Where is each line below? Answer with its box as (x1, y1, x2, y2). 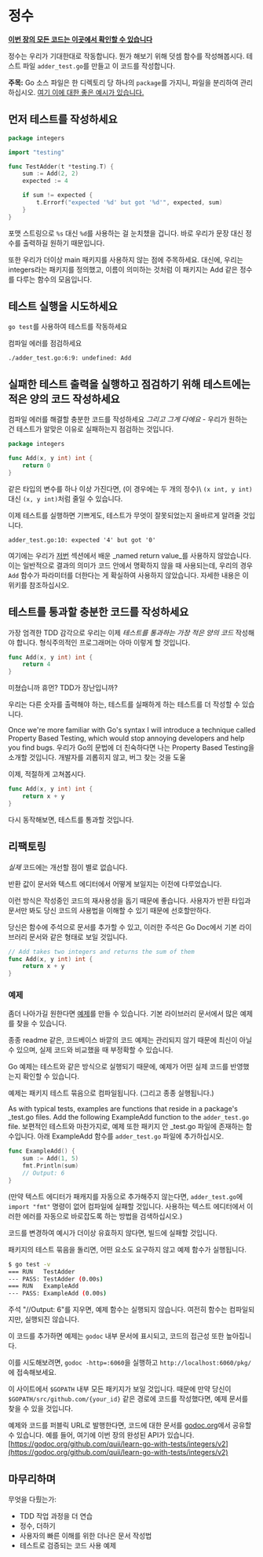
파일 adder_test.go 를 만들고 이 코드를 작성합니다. (22, 60, 175, 71)
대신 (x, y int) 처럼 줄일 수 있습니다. (8, 494, 123, 503)
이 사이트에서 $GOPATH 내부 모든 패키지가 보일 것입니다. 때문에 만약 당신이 (8, 1384, 232, 1394)
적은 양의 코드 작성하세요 (8, 392, 120, 405)
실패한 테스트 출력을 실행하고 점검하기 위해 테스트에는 (8, 378, 251, 391)
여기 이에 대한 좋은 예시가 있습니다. (37, 87, 144, 97)
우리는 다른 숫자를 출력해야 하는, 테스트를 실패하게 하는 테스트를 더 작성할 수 (8, 700, 241, 709)
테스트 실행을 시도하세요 (8, 300, 118, 313)
